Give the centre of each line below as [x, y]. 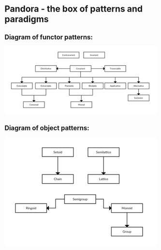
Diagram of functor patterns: [49, 37]
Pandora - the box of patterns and [74, 9]
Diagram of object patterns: [47, 128]
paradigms [27, 19]
